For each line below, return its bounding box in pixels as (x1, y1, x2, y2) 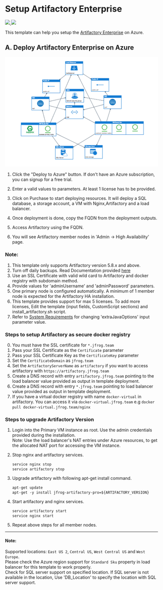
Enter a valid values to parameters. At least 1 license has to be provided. (12, 186, 156, 192)
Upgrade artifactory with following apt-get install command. (12, 475, 132, 481)
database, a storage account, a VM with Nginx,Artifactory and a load (12, 200, 149, 207)
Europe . (5, 554, 19, 559)
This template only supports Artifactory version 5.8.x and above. (12, 262, 141, 268)
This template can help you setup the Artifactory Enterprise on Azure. (5, 29, 144, 35)
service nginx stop (12, 462, 52, 467)
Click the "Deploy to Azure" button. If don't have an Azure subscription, (12, 171, 155, 178)
